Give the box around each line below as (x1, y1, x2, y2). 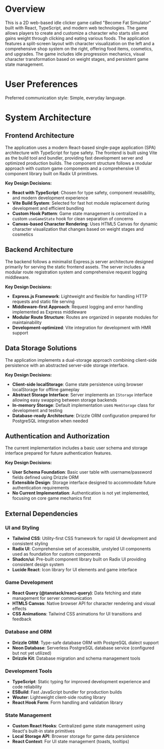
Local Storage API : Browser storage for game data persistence (12, 733, 140, 739)
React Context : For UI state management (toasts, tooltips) (12, 739, 130, 745)
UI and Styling (5, 524, 39, 531)
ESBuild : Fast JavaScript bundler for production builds (12, 689, 122, 695)
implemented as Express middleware (12, 309, 87, 315)
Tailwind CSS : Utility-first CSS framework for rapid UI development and (12, 535, 157, 541)
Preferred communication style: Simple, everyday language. (5, 95, 126, 101)
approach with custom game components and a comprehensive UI (5, 165, 140, 171)
